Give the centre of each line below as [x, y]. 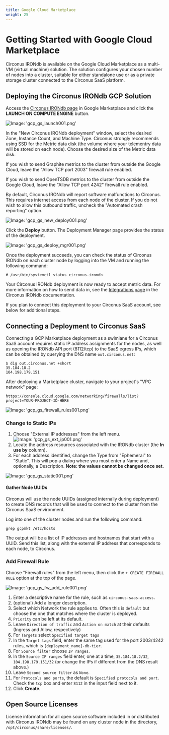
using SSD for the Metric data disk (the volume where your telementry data [83, 144]
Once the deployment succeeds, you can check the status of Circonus [79, 255]
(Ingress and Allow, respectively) [47, 629]
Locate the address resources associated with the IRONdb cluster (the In [89, 445]
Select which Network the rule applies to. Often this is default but [81, 608]
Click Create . [27, 688]
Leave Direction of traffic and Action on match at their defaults [81, 624]
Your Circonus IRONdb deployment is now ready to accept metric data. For [83, 284]
